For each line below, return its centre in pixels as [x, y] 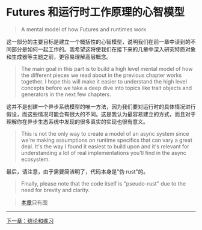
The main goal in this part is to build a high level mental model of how [107, 68]
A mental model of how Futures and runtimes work [84, 29]
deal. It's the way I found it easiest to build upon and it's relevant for [105, 146]
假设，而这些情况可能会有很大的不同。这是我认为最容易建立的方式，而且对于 [101, 114]
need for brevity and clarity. [55, 190]
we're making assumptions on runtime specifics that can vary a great [106, 140]
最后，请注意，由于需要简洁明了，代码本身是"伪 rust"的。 [78, 171]
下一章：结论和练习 [30, 220]
